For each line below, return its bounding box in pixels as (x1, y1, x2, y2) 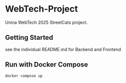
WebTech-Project (5, 3, 78, 15)
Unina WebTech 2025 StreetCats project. (5, 19, 88, 25)
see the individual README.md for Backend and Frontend (5, 46, 121, 52)
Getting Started (5, 33, 53, 42)
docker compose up (5, 73, 43, 78)
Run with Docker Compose (5, 61, 88, 69)
